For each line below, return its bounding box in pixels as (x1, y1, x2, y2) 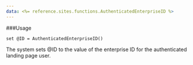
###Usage (6, 24, 32, 31)
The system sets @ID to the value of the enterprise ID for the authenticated (6, 46, 187, 53)
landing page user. (6, 52, 51, 59)
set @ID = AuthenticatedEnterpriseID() (6, 35, 104, 41)
